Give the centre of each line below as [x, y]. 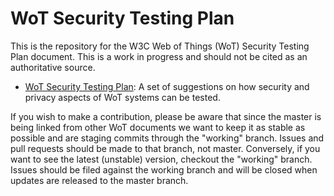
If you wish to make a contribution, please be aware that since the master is [166, 116]
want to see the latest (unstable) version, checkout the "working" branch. [161, 159]
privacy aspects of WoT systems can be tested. [122, 97]
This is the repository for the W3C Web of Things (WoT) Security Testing [160, 46]
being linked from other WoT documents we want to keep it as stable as [158, 127]
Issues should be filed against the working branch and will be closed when [164, 169]
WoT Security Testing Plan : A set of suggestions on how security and [167, 86]
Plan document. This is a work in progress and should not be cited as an [159, 56]
